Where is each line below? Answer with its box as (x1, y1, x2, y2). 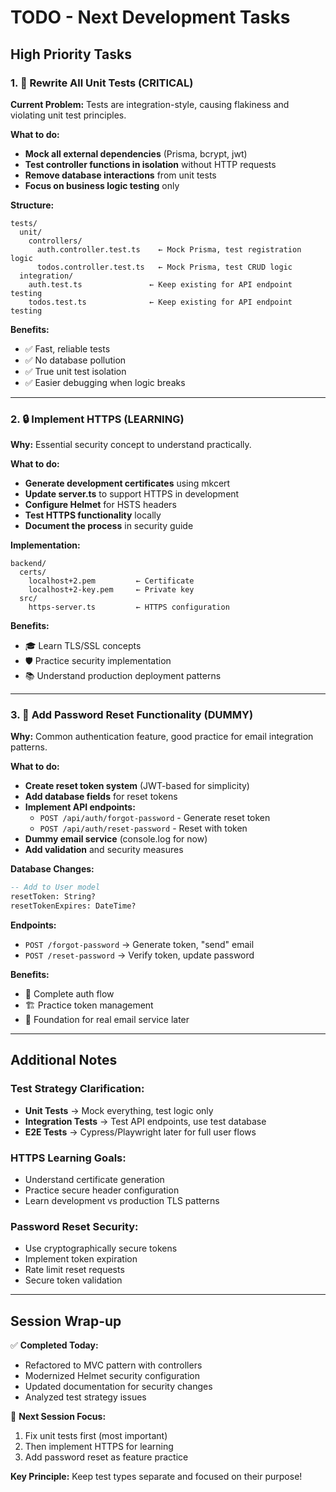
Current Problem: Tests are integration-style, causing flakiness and (10, 98, 290, 110)
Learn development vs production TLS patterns (24, 1195, 220, 1207)
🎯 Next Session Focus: (10, 1411, 107, 1423)
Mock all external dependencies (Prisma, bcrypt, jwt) (24, 147, 248, 160)
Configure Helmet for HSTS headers (24, 499, 177, 511)
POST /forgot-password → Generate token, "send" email (24, 939, 255, 951)
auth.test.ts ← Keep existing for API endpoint (28, 279, 293, 290)
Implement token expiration (24, 1253, 138, 1265)
